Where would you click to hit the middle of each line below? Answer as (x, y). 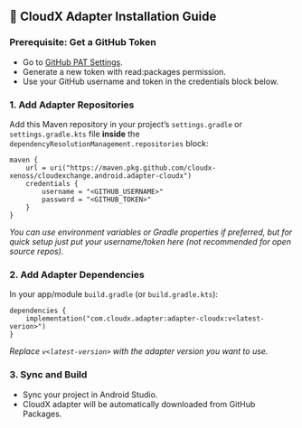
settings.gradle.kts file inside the (75, 134)
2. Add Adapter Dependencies (77, 274)
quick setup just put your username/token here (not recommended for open (151, 241)
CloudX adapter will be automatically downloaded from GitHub (139, 404)
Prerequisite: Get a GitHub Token (83, 42)
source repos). (37, 251)
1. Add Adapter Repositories (72, 105)
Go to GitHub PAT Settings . (73, 62)
